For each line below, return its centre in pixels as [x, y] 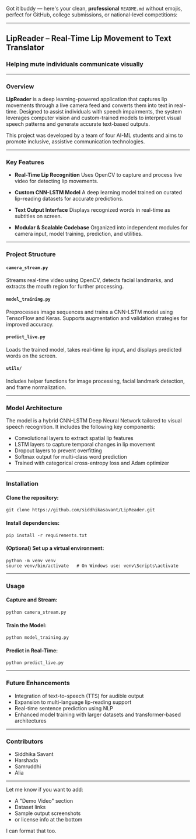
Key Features [25, 162]
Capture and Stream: [32, 600]
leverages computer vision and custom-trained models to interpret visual [94, 118]
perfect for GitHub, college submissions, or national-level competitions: [92, 15]
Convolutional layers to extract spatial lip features [74, 438]
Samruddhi [28, 766]
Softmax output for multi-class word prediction [71, 457]
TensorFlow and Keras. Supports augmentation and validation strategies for [97, 318]
